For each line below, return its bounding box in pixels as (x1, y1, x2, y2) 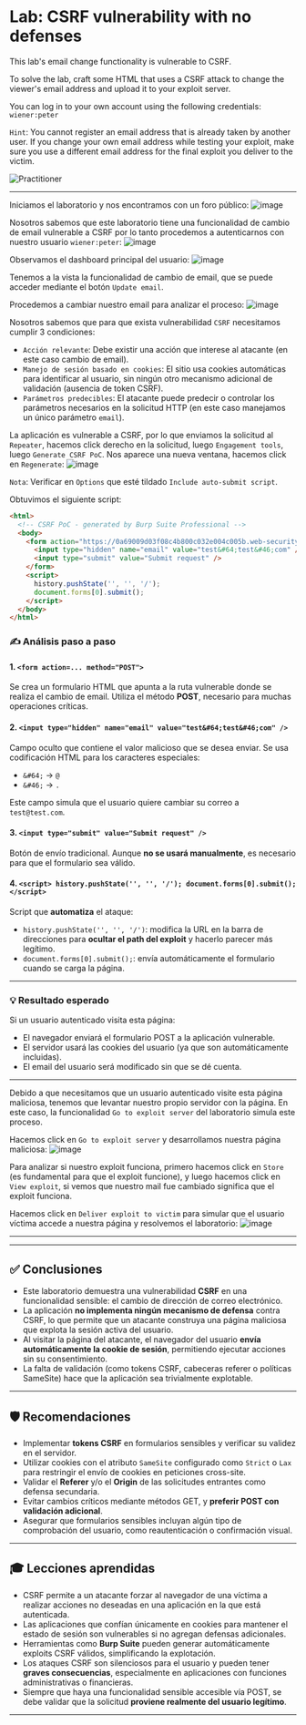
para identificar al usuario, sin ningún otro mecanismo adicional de (22, 373, 273, 384)
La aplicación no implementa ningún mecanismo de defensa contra (22, 1305, 280, 1316)
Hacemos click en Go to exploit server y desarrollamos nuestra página (9, 1135, 281, 1145)
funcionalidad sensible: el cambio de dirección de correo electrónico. (22, 1296, 283, 1307)
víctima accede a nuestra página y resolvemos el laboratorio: (9, 1218, 239, 1229)
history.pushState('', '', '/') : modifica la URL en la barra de (22, 924, 264, 935)
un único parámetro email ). (22, 412, 125, 423)
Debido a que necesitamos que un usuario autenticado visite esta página (9, 1087, 283, 1099)
